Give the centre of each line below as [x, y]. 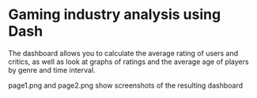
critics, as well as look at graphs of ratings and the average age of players [128, 62]
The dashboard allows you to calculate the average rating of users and [123, 53]
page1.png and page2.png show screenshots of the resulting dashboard [126, 85]
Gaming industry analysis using [115, 15]
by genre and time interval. [52, 70]
